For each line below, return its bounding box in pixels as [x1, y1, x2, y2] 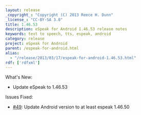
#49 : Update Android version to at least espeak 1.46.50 [12, 104, 130, 110]
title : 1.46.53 [5, 22, 38, 27]
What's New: [5, 74, 32, 80]
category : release [5, 36, 45, 42]
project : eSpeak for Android [5, 41, 68, 46]
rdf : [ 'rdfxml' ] [5, 60, 40, 65]
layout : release [5, 7, 40, 13]
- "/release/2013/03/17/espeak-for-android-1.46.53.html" [10, 55, 137, 61]
